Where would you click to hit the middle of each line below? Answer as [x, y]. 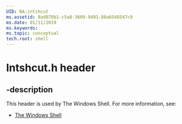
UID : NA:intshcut [27, 11]
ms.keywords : [22, 28]
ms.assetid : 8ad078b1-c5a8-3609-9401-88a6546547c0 [70, 17]
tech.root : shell [27, 39]
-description [29, 90]
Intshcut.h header [51, 68]
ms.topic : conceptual [33, 33]
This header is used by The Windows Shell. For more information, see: [91, 104]
